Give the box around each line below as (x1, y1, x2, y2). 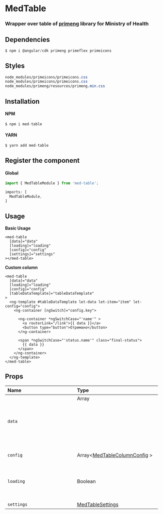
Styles (5, 62, 25, 70)
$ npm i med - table (5, 121, 42, 127)
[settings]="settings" (9, 251, 55, 256)
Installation (5, 97, 40, 105)
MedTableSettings (77, 501, 119, 508)
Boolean (77, 478, 96, 485)
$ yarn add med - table (5, 143, 49, 148)
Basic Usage (5, 225, 31, 231)
